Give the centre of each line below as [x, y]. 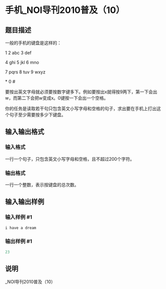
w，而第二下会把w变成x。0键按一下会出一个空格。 [57, 98]
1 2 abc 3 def [18, 53]
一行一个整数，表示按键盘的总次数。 [42, 184]
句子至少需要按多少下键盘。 [37, 115]
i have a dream [21, 228]
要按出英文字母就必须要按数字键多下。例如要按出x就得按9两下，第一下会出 [81, 92]
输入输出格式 [25, 132]
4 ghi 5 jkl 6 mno [22, 62]
